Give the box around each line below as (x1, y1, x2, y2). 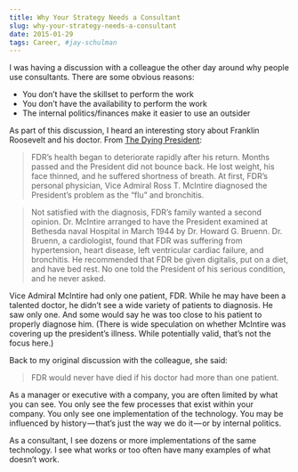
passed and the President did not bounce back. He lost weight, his (30, 161, 275, 172)
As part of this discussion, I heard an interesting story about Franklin (9, 126, 260, 136)
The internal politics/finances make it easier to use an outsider (21, 108, 251, 118)
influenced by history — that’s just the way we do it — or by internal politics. (9, 418, 282, 428)
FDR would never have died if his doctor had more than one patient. (30, 372, 279, 383)
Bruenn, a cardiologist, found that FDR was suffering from (30, 235, 243, 246)
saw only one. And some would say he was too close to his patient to (9, 309, 262, 321)
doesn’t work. (9, 454, 60, 465)
